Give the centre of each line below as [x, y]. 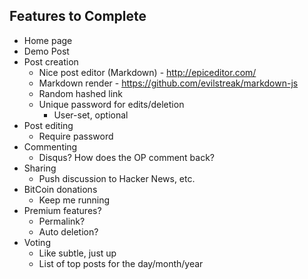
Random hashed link [81, 93]
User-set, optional [91, 115]
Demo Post [46, 51]
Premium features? [62, 210]
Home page [48, 40]
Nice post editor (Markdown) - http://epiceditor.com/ [147, 72]
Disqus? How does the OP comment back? [127, 157]
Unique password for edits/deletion [111, 104]
